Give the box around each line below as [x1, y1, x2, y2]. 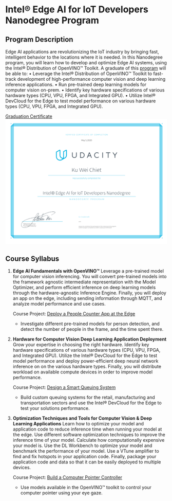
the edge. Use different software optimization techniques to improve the [12, 432, 165, 438]
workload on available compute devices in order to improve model [12, 369, 153, 375]
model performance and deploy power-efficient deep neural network [12, 358, 159, 364]
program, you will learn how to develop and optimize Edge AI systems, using [5, 60, 167, 65]
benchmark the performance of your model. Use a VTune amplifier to [12, 448, 159, 454]
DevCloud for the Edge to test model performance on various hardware [5, 98, 156, 104]
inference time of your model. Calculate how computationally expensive [12, 437, 165, 443]
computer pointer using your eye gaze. [20, 490, 103, 496]
